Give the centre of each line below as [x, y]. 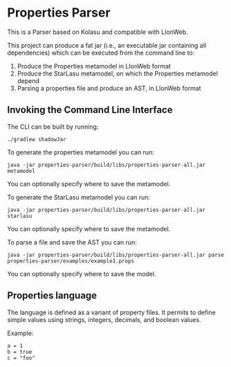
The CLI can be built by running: [53, 127]
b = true [20, 352]
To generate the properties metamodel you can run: [81, 152]
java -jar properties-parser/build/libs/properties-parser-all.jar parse [116, 255]
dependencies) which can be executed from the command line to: [101, 53]
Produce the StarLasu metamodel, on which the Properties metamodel [117, 73]
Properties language [52, 296]
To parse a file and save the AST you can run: [72, 242]
